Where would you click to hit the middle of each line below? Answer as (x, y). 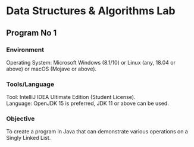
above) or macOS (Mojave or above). (51, 69)
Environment (25, 50)
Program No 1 (32, 33)
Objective (21, 119)
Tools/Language (30, 84)
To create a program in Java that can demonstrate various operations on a (97, 132)
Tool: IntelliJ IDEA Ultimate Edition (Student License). (71, 97)
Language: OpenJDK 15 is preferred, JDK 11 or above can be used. (88, 103)
